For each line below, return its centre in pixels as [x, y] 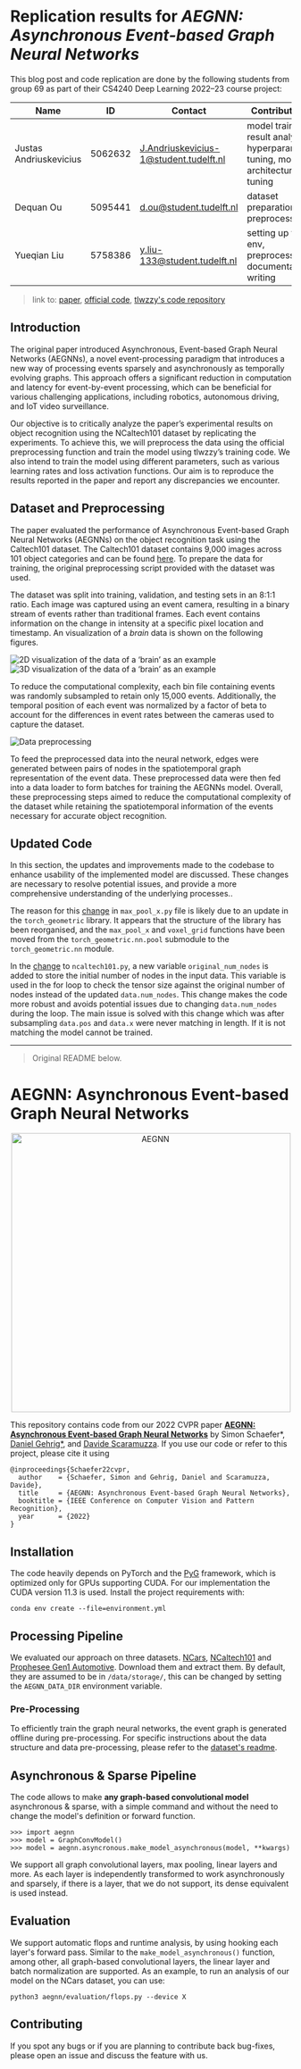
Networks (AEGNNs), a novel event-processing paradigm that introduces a [147, 358]
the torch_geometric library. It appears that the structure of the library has [146, 921]
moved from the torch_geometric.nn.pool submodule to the [120, 939]
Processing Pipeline [67, 1636]
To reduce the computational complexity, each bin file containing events [143, 686]
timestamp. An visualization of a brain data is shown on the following [137, 632]
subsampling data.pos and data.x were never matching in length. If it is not [148, 1023]
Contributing [46, 2024]
